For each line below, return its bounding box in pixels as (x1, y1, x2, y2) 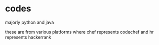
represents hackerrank (5, 34, 51, 40)
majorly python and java (5, 19, 54, 25)
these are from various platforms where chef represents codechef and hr (5, 29, 154, 35)
